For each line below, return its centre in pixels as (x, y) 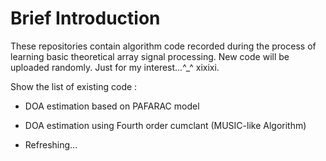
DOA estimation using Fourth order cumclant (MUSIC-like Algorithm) (165, 125)
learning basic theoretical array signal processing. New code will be (150, 56)
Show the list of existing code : (74, 86)
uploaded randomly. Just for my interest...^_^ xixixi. (115, 67)
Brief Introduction (85, 18)
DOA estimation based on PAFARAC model (112, 106)
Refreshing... (51, 144)
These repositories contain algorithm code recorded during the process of (163, 46)
